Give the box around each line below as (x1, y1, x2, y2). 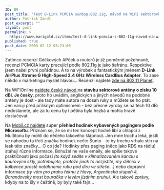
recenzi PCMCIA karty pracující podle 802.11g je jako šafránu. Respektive (5, 62, 152, 68)
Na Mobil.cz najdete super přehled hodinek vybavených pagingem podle (5, 122, 154, 128)
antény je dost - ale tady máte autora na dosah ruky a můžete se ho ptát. (5, 97, 151, 103)
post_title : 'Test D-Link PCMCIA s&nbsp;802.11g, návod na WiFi (5, 12, 139, 17)
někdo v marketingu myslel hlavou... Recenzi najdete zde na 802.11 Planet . (5, 77, 154, 83)
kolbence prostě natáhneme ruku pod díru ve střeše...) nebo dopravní (5, 164, 145, 170)
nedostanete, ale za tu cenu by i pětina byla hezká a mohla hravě (5, 108, 136, 114)
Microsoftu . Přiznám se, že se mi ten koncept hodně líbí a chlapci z (5, 127, 141, 133)
